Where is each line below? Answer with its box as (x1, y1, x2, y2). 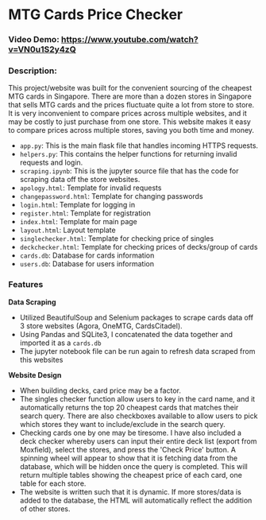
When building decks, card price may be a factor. (19, 386, 181, 395)
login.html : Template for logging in (19, 200, 136, 210)
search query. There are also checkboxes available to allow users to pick (19, 411, 258, 421)
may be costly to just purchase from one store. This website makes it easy (8, 117, 252, 126)
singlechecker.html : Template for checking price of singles (19, 234, 214, 243)
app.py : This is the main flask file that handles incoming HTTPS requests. (19, 141, 259, 150)
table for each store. (19, 479, 87, 488)
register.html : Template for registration (19, 208, 151, 218)
